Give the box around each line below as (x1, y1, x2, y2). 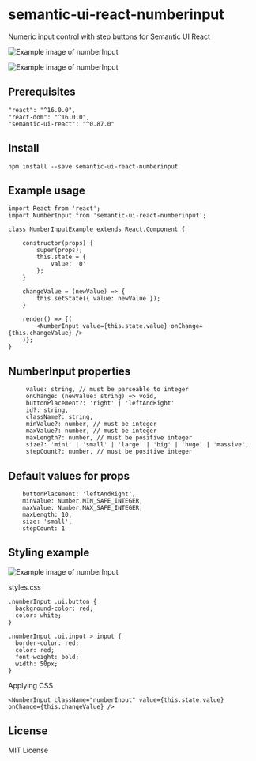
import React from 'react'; (8, 205, 101, 213)
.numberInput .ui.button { (8, 597, 97, 605)
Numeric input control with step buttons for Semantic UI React (8, 32, 211, 41)
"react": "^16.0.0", (8, 106, 77, 114)
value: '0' (50, 260, 87, 268)
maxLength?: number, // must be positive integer (25, 434, 193, 442)
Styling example (8, 546, 90, 559)
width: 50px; (15, 660, 58, 668)
